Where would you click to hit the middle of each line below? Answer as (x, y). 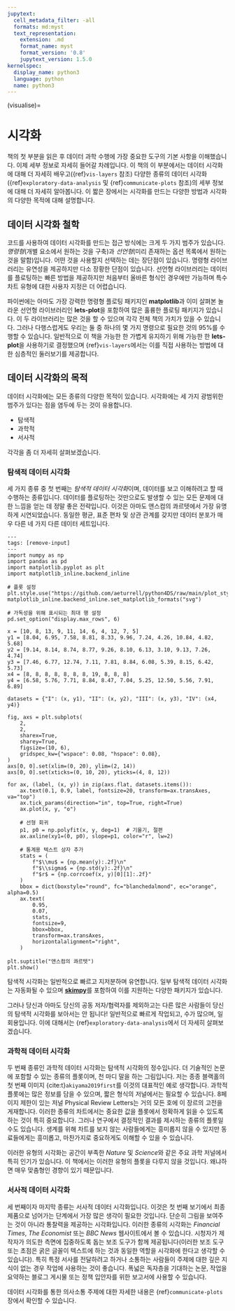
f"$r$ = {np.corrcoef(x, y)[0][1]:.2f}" (92, 875)
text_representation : (45, 33)
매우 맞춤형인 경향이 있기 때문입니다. (64, 1170)
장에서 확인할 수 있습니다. (42, 1300)
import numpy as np (36, 555)
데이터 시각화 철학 (43, 224)
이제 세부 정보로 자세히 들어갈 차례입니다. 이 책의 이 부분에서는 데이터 (111, 165)
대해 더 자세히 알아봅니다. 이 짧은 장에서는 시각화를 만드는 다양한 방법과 (111, 192)
